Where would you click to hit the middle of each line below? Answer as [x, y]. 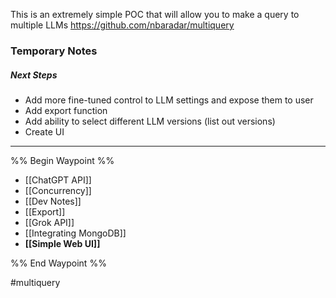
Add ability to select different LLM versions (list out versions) [150, 121]
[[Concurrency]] [58, 190]
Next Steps [34, 75]
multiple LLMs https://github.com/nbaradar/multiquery [122, 25]
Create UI [44, 131]
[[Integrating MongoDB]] [75, 233]
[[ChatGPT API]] [58, 180]
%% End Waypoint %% [58, 263]
